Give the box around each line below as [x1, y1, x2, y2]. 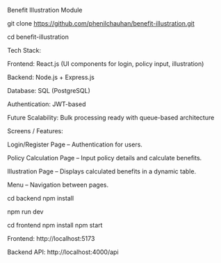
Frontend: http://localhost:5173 [7, 235, 95, 242]
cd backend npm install [7, 194, 74, 202]
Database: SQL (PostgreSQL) [7, 87, 90, 94]
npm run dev [7, 207, 44, 216]
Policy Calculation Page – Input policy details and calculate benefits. [7, 154, 202, 162]
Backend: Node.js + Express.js [7, 73, 95, 81]
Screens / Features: [7, 127, 64, 135]
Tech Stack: [7, 46, 42, 54]
